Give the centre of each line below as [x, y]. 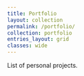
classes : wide [28, 46]
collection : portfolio [40, 33]
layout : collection [35, 20]
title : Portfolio [32, 13]
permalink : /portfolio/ [41, 26]
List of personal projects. [42, 65]
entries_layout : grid [38, 39]
